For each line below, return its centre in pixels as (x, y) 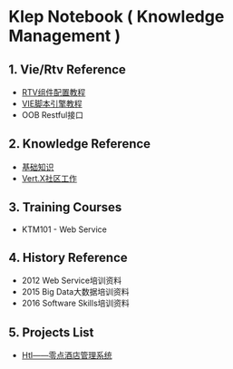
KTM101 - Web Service (64, 229)
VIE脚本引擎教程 (52, 103)
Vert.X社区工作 (49, 178)
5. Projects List (51, 332)
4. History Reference (68, 258)
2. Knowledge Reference (80, 144)
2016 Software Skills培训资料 (76, 303)
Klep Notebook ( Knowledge (116, 17)
